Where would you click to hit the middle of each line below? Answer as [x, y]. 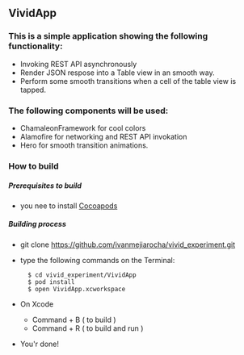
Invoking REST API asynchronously [78, 64]
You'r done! [39, 344]
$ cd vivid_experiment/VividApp [82, 275]
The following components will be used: [88, 111]
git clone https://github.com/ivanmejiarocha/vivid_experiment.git [128, 244]
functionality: [36, 46]
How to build [34, 166]
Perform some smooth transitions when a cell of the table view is [128, 81]
